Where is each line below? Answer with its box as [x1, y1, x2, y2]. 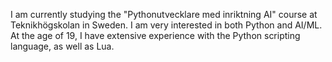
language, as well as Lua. [10, 40, 115, 52]
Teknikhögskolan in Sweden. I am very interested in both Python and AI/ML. [10, 19, 323, 31]
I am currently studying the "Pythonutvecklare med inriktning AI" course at [10, 9, 318, 20]
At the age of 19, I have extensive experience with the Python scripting [10, 30, 301, 41]
